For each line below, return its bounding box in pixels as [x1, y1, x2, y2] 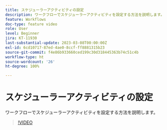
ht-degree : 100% [5, 64, 39, 69]
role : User [5, 26, 28, 31]
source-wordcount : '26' [5, 59, 55, 64]
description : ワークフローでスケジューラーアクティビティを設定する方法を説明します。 [5, 12, 165, 17]
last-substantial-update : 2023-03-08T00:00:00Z [5, 40, 107, 46]
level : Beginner [5, 31, 39, 36]
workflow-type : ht [5, 54, 44, 60]
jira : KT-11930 [5, 36, 37, 41]
